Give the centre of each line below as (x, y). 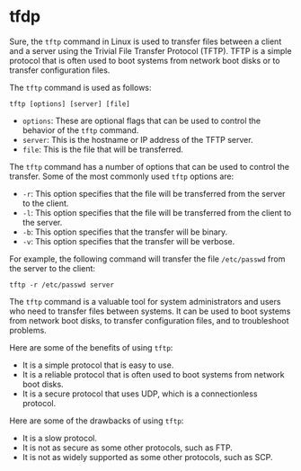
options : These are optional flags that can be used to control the (142, 120)
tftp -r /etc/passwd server (62, 285)
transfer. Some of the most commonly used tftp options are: (122, 176)
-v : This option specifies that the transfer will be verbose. (128, 241)
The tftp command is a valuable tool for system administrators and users (145, 301)
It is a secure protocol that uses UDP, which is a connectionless (140, 394)
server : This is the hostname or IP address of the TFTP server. (137, 139)
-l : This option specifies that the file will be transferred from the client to (157, 212)
